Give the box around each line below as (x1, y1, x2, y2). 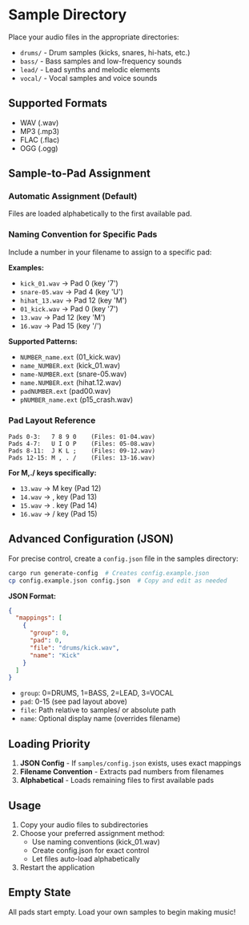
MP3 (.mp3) (19, 126, 60, 136)
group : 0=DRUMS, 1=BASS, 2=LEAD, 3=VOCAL (19, 688, 175, 698)
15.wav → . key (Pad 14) (19, 501, 98, 510)
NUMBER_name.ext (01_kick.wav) (19, 351, 122, 362)
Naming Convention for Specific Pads (8, 229, 158, 240)
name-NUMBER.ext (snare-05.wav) (19, 369, 127, 379)
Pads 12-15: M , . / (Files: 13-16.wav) (8, 454, 156, 462)
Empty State (8, 886, 71, 899)
